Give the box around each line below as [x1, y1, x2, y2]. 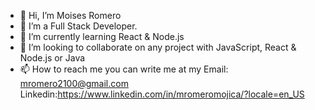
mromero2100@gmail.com [19, 78, 129, 89]
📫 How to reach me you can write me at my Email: [19, 63, 229, 75]
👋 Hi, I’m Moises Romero [19, 10, 122, 21]
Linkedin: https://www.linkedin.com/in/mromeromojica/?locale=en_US [19, 88, 305, 100]
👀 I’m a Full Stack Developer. [19, 20, 138, 32]
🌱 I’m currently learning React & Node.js [19, 31, 185, 42]
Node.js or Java [19, 52, 86, 64]
